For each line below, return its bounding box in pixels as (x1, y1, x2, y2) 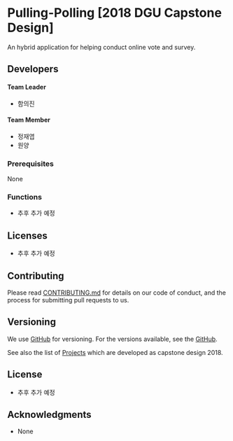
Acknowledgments (7, 408, 92, 421)
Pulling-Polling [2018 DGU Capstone (7, 5, 223, 21)
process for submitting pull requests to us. (7, 295, 129, 304)
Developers (7, 63, 59, 75)
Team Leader (7, 83, 47, 91)
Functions (7, 192, 42, 202)
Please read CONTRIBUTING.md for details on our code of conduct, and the (7, 288, 226, 297)
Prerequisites (7, 159, 54, 169)
